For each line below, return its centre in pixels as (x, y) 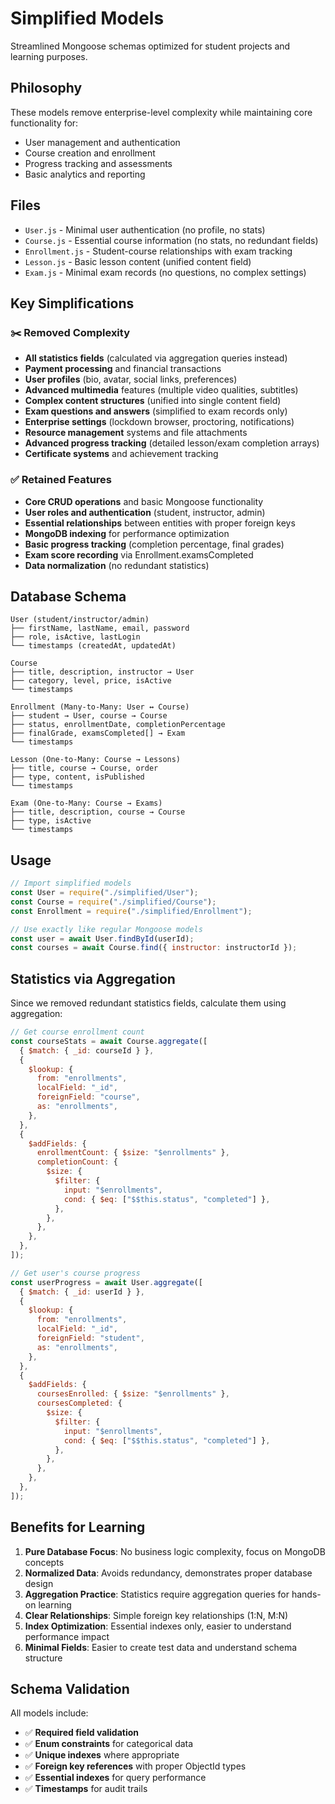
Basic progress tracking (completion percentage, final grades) (154, 544)
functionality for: (44, 123)
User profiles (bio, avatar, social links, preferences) (131, 379)
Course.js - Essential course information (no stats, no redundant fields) (171, 240)
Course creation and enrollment (90, 153)
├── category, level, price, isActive (91, 681)
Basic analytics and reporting (85, 174)
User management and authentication (102, 142)
